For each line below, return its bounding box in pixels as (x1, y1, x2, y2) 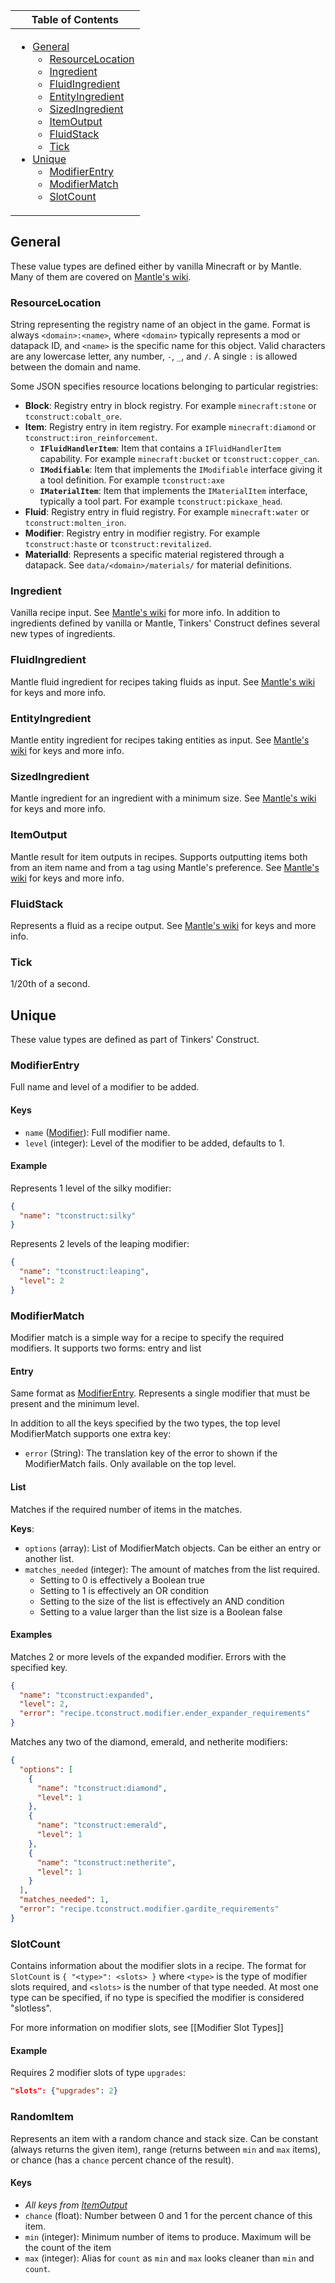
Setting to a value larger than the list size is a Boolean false (39, 1605, 283, 1618)
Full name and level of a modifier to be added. (10, 1081, 200, 1093)
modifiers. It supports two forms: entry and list (10, 1342, 202, 1354)
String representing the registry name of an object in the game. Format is (10, 319, 311, 331)
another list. (24, 1552, 75, 1564)
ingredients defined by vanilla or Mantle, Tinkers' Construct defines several (10, 617, 320, 629)
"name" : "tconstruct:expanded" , (19, 1690, 155, 1700)
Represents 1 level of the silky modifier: (10, 1182, 172, 1194)
